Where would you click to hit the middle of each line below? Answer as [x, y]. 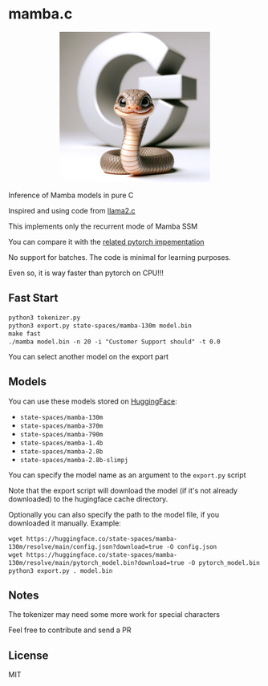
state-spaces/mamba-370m [61, 426]
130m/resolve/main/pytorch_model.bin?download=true [96, 562]
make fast [25, 334]
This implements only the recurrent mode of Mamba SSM [103, 226]
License [28, 655]
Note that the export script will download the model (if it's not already [123, 490]
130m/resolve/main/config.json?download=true [85, 546]
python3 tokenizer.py [45, 318]
